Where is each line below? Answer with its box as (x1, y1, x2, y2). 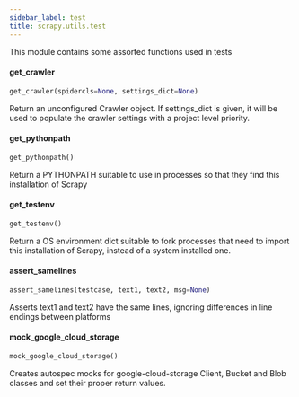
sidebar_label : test (9, 13, 87, 22)
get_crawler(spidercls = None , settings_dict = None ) (9, 86, 199, 95)
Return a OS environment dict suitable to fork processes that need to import (9, 235, 290, 246)
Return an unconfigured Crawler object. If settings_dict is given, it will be (9, 102, 278, 113)
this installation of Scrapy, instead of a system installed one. (9, 244, 232, 256)
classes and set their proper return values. (9, 377, 166, 388)
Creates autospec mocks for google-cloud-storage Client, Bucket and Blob (9, 367, 287, 378)
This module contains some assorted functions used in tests (9, 46, 233, 57)
